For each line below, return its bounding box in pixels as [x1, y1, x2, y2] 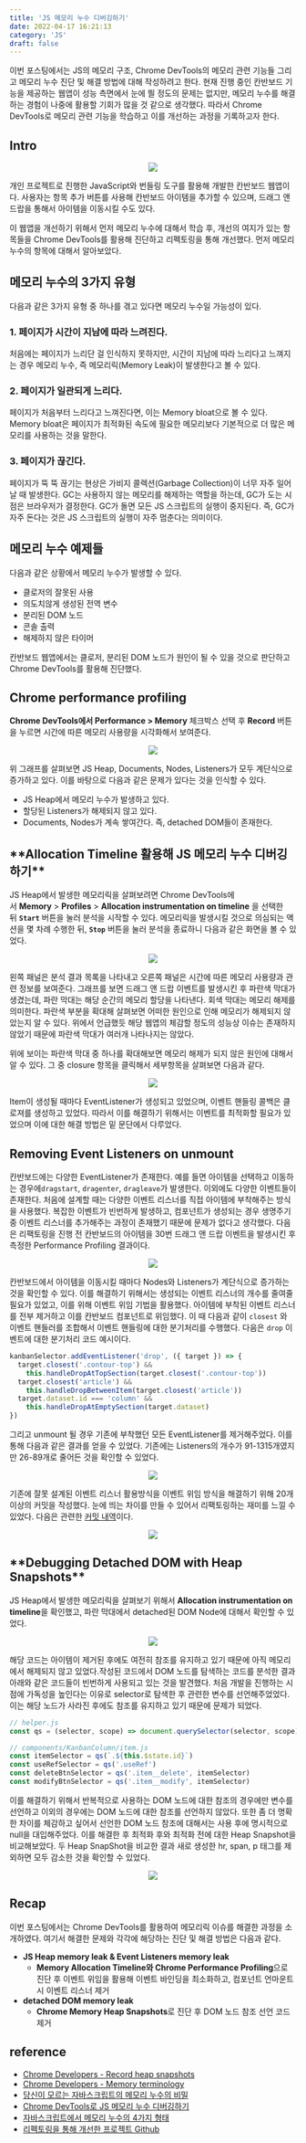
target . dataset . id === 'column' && [17, 1394, 153, 1403]
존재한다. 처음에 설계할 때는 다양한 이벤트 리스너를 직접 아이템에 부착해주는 [9, 1194, 275, 1206]
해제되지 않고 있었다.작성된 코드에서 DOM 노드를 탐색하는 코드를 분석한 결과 [25, 1665, 296, 1676]
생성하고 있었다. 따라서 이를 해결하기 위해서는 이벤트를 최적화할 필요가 [33, 1107, 282, 1119]
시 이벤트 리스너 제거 [36, 1984, 110, 1996]
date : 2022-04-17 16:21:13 [9, 22, 112, 31]
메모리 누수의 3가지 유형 [9, 275, 137, 290]
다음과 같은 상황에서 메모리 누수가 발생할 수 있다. [9, 567, 182, 578]
